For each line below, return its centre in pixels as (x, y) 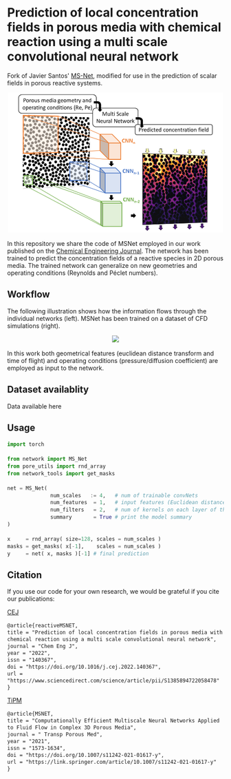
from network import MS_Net (47, 459)
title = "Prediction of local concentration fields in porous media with (115, 633)
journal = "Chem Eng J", (43, 646)
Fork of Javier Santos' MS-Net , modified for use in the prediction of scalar (112, 75)
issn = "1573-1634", (37, 749)
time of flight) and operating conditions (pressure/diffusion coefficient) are (113, 360)
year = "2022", (29, 653)
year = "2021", (29, 742)
